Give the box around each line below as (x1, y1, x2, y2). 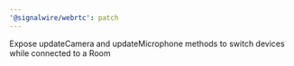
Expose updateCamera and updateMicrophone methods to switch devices (9, 38, 286, 49)
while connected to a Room (9, 47, 111, 59)
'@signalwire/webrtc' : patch (9, 13, 119, 23)
